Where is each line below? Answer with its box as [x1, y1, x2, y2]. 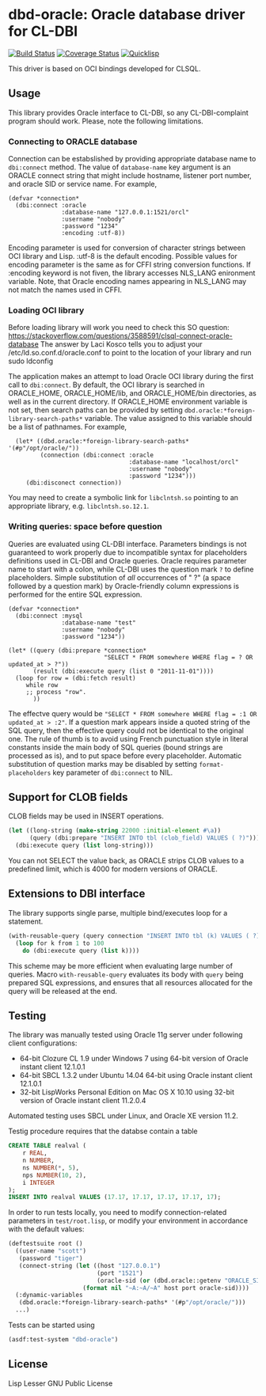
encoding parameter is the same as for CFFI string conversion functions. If [8, 260, 251, 270]
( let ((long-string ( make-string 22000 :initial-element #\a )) [8, 827, 222, 835]
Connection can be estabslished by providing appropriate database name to [8, 154, 256, 164]
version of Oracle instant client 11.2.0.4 [19, 1096, 146, 1106]
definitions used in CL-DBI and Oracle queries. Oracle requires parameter [8, 556, 247, 565]
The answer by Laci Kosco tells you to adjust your [40, 340, 203, 349]
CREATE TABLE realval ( [8, 1142, 87, 1150]
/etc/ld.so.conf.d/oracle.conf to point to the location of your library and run [8, 348, 252, 358]
